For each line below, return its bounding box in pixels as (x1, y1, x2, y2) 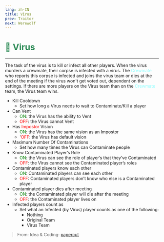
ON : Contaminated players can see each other (19, 170, 113, 176)
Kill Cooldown (12, 98, 41, 104)
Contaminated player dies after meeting (12, 186, 92, 192)
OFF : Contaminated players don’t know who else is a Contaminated (19, 176, 155, 181)
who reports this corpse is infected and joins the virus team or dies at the (5, 73, 152, 79)
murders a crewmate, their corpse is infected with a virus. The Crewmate (5, 68, 152, 74)
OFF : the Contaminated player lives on (19, 196, 97, 202)
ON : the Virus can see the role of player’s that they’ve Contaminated (19, 155, 157, 161)
